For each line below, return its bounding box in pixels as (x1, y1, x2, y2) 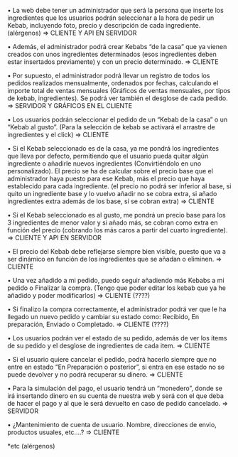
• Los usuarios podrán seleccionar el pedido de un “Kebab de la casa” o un (7, 115, 228, 124)
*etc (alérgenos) (7, 442, 55, 450)
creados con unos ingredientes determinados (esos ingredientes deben (7, 50, 217, 58)
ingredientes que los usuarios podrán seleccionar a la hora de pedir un (7, 14, 215, 22)
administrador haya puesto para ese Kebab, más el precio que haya (7, 174, 205, 183)
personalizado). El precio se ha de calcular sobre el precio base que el (7, 167, 213, 175)
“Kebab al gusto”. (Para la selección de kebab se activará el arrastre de (7, 123, 215, 131)
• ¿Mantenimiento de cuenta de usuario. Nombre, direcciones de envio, (7, 421, 217, 429)
